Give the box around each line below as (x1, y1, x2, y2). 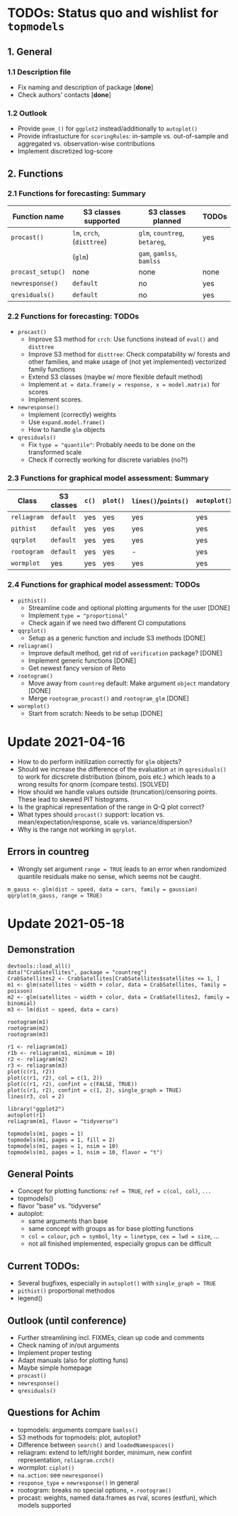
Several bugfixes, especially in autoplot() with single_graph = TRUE (17, 1279, 216, 1288)
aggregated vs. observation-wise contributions (17, 140, 155, 148)
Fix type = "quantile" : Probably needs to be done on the (28, 441, 196, 449)
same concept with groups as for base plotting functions (28, 1224, 194, 1233)
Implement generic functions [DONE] (28, 656, 137, 665)
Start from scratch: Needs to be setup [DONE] (28, 709, 163, 717)
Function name (12, 211, 64, 221)
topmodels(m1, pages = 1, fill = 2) (7, 1136, 115, 1144)
